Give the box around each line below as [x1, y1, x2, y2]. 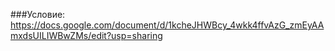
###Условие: [10, 9, 66, 20]
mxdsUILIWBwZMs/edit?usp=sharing [10, 30, 163, 41]
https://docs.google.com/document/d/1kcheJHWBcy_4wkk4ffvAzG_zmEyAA [10, 19, 325, 31]
